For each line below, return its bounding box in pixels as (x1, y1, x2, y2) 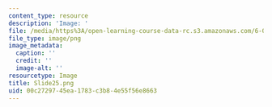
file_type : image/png (8, 34, 82, 43)
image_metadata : (8, 42, 63, 50)
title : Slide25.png (8, 79, 74, 87)
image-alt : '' (15, 64, 63, 72)
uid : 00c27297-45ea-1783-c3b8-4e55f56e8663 (8, 86, 158, 95)
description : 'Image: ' (8, 19, 89, 27)
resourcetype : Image (8, 72, 79, 80)
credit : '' (15, 57, 53, 65)
